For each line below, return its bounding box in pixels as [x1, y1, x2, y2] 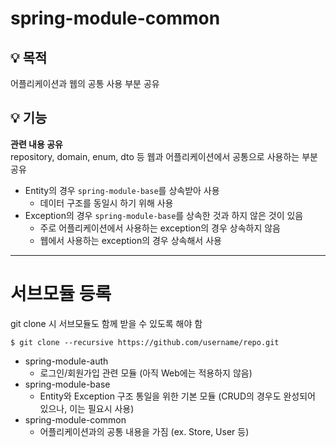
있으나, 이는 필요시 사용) [39, 402, 135, 414]
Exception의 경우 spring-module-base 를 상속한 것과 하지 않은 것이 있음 [24, 209, 304, 221]
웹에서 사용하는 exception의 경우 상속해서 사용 [39, 234, 222, 246]
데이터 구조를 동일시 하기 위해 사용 [39, 197, 174, 209]
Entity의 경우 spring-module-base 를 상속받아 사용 [24, 184, 220, 196]
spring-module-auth [24, 355, 109, 367]
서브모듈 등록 [10, 283, 112, 305]
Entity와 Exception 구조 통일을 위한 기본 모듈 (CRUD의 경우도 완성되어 [39, 390, 316, 402]
